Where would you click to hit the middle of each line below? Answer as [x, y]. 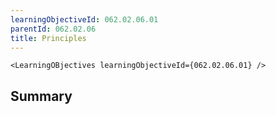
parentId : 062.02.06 [53, 29]
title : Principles [48, 38]
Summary [41, 96]
